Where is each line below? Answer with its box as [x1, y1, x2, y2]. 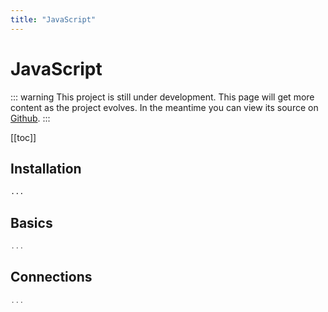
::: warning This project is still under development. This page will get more [10, 91, 315, 103]
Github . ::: [10, 112, 51, 124]
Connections [10, 269, 93, 286]
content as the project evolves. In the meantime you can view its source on [10, 101, 319, 113]
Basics [10, 214, 53, 231]
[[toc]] [10, 131, 37, 143]
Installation [10, 160, 82, 177]
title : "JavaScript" [10, 14, 97, 25]
